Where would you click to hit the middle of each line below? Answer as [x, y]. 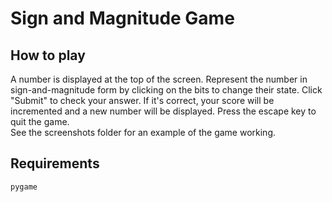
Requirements [55, 163]
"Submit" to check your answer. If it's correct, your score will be [142, 100]
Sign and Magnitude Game [122, 18]
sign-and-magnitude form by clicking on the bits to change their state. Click [166, 90]
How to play [48, 55]
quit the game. [40, 121]
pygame [24, 187]
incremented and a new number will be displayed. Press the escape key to [163, 111]
